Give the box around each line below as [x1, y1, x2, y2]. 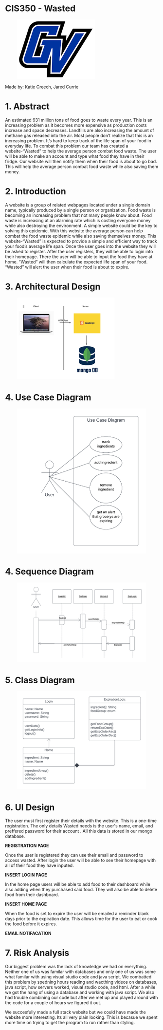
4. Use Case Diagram [5, 392, 91, 403]
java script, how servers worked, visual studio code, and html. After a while [5, 984, 156, 990]
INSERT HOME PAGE [5, 901, 47, 907]
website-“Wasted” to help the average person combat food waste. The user [5, 148, 157, 154]
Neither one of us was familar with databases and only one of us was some [5, 969, 156, 974]
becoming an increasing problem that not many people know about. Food [5, 212, 152, 218]
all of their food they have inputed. [5, 862, 74, 868]
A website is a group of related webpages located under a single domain [5, 202, 150, 207]
